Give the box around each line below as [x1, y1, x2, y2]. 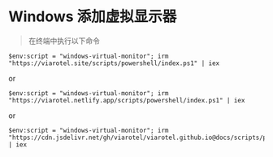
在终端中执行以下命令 [28, 36, 100, 46]
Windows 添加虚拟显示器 [8, 7, 177, 26]
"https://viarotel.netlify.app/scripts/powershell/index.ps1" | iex [8, 96, 245, 104]
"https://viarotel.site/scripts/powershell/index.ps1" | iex [8, 59, 220, 68]
